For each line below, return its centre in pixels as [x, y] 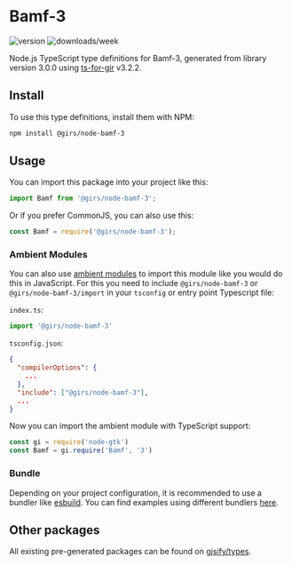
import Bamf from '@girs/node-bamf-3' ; [83, 199]
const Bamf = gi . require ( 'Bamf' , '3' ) [81, 450]
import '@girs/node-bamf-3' [61, 326]
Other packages [55, 530]
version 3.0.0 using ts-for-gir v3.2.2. [75, 68]
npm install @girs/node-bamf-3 [67, 133]
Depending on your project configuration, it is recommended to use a [135, 493]
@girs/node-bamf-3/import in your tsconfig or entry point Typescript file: [142, 293]
